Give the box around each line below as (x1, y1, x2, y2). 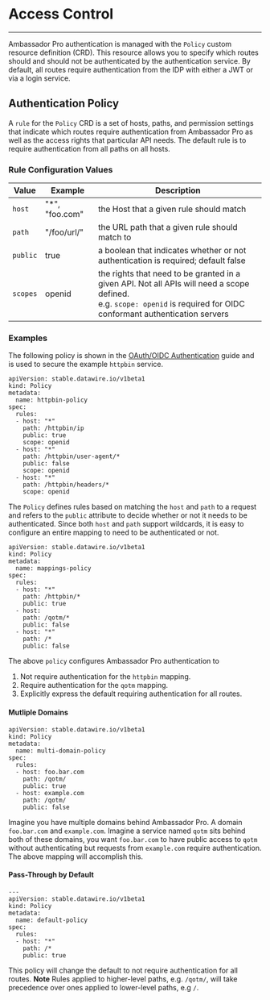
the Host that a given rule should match (97, 203, 247, 215)
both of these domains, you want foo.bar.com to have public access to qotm (8, 834, 258, 844)
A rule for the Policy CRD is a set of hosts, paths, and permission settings (8, 118, 255, 127)
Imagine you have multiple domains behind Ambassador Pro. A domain (8, 817, 243, 827)
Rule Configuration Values (8, 164, 113, 175)
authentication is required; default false (97, 255, 246, 266)
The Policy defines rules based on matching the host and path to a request (8, 502, 257, 512)
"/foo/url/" (45, 227, 84, 238)
